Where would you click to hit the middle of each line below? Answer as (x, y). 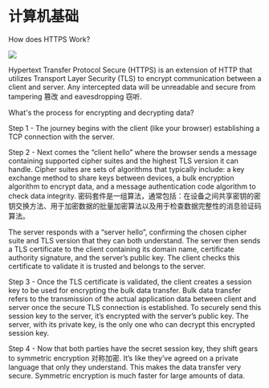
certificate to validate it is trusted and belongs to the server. (107, 266)
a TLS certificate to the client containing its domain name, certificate (122, 249)
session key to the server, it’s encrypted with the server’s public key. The (128, 316)
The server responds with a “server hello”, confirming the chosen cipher (128, 232)
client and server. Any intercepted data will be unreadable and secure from (132, 87)
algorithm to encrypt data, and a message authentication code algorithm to (132, 186)
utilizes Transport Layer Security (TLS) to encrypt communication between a (135, 78)
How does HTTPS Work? (49, 39)
